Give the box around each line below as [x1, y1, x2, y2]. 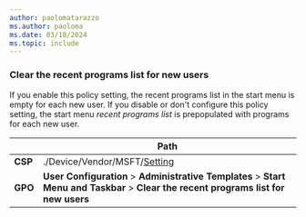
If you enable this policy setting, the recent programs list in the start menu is [9, 89, 295, 100]
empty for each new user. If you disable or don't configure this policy [9, 99, 269, 110]
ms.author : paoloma [9, 22, 84, 31]
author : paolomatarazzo [9, 13, 100, 23]
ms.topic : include [9, 38, 79, 48]
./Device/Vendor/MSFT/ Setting [42, 155, 175, 168]
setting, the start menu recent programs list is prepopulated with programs [9, 108, 290, 119]
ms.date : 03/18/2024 [9, 30, 88, 39]
